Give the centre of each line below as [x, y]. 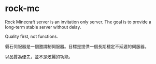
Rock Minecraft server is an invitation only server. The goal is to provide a [78, 22]
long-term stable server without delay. [43, 27]
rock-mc [22, 8]
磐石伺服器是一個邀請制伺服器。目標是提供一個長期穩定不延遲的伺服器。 [77, 46]
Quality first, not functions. [32, 36]
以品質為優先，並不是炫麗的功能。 [39, 57]
